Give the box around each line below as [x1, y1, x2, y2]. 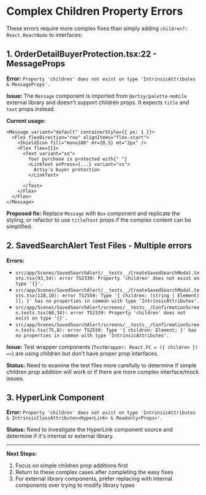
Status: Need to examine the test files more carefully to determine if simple [6, 361, 197, 369]
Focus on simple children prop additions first [15, 462, 128, 469]
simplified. [6, 222, 32, 230]
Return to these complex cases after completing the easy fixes [15, 469, 174, 476]
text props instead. [6, 105, 55, 112]
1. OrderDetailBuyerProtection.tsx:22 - [6, 49, 157, 60]
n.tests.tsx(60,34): [15, 310, 68, 316]
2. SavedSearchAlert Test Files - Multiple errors [6, 241, 192, 251]
